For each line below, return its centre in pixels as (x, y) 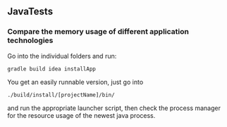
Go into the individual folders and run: (62, 56)
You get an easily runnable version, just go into (75, 82)
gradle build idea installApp (52, 69)
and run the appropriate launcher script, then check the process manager (114, 108)
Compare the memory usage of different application (98, 32)
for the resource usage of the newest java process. (81, 115)
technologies (30, 40)
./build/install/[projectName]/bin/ (61, 95)
